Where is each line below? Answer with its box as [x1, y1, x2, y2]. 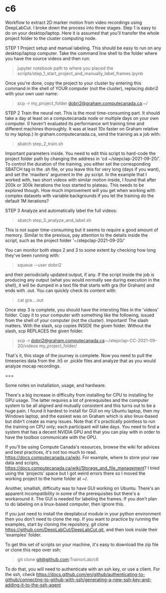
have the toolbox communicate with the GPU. [5, 434, 98, 440]
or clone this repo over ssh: [5, 547, 61, 553]
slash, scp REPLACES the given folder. [5, 328, 83, 334]
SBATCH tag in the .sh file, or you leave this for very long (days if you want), [5, 166, 160, 172]
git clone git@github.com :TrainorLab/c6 [17, 556, 99, 562]
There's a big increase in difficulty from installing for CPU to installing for [5, 392, 154, 398]
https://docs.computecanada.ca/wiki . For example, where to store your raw [5, 454, 159, 460]
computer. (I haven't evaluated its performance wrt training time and [5, 120, 145, 126]
